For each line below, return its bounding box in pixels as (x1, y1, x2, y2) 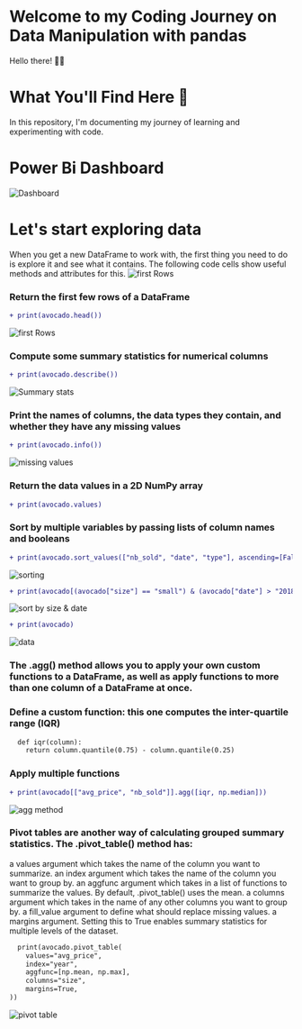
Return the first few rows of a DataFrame (9, 290, 191, 303)
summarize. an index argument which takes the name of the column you (9, 868, 277, 879)
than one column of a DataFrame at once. (9, 682, 193, 695)
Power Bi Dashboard (9, 158, 164, 178)
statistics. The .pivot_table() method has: (9, 838, 193, 851)
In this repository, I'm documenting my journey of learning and (9, 116, 241, 127)
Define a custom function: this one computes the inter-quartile (9, 706, 289, 718)
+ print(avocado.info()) (9, 441, 102, 450)
